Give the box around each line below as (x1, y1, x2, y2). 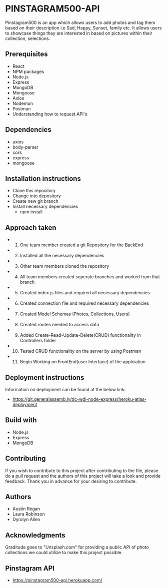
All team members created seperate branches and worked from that (19, 274, 160, 280)
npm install (19, 209, 42, 215)
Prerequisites (5, 50, 48, 58)
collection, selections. (5, 35, 50, 41)
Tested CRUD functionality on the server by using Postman (19, 348, 141, 354)
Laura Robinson (12, 511, 45, 517)
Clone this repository (12, 188, 56, 194)
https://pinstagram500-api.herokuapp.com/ (12, 578, 102, 584)
